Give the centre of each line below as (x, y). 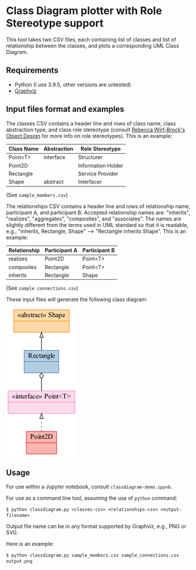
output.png (19, 561)
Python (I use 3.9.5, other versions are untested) (73, 84)
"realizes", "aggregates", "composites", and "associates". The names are (94, 219)
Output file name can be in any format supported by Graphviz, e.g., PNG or (96, 527)
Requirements (32, 71)
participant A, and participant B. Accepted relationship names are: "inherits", (98, 212)
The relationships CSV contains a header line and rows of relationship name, (98, 206)
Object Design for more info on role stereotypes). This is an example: (89, 135)
